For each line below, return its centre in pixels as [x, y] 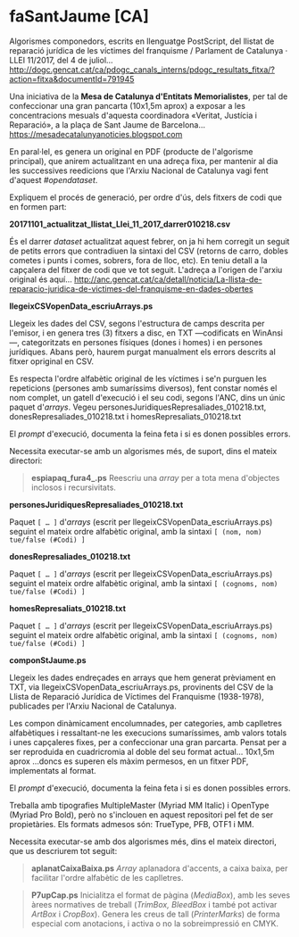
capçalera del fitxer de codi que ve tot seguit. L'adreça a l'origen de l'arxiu [146, 269]
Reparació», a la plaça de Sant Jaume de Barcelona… [108, 124]
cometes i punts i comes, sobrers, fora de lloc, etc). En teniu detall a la [138, 260]
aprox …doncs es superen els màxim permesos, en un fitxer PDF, [129, 761]
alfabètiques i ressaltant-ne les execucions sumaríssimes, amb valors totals [148, 733]
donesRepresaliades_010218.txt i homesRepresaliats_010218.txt [125, 416]
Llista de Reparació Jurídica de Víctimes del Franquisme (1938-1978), [137, 696]
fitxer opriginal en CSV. [51, 361]
